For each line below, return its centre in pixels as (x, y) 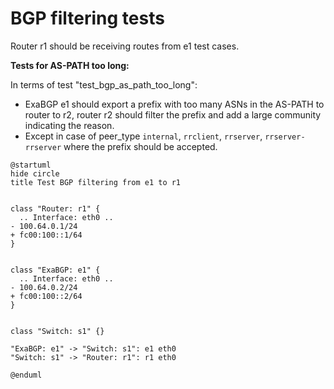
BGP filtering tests (87, 18)
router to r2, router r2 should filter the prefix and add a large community (173, 114)
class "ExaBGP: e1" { (55, 270)
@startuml (31, 165)
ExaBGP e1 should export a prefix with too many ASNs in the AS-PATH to (174, 104)
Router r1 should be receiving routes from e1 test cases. (125, 46)
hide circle (35, 173)
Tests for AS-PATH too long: (70, 65)
